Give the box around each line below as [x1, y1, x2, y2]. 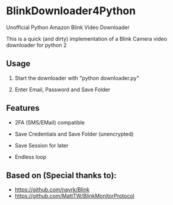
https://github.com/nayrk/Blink [14, 186, 90, 193]
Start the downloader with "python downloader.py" [14, 74, 139, 81]
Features [6, 103, 40, 113]
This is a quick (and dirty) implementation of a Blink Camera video [6, 35, 168, 42]
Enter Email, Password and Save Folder [14, 86, 111, 93]
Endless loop [14, 153, 47, 161]
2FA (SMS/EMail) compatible [14, 118, 85, 126]
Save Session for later [14, 142, 69, 149]
